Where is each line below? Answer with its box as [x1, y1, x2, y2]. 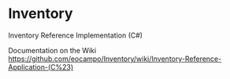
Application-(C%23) [8, 62, 74, 71]
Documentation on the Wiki [8, 45, 97, 55]
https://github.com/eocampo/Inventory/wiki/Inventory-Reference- [8, 54, 222, 63]
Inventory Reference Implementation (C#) [8, 31, 143, 40]
